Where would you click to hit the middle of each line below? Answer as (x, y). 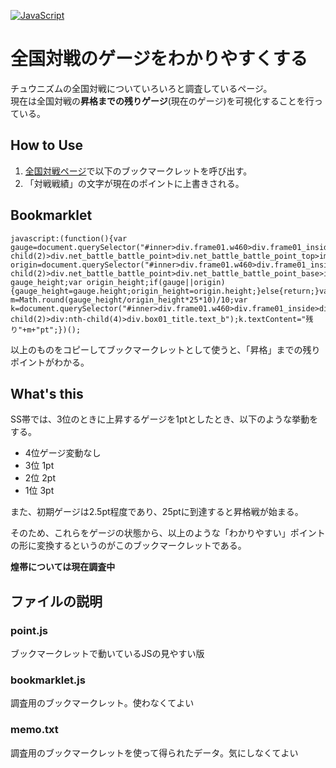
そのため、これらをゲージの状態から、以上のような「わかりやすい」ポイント (168, 533)
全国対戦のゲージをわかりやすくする (159, 59)
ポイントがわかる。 (50, 362)
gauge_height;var (46, 282)
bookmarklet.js (48, 680)
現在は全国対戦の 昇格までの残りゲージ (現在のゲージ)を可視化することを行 (162, 101)
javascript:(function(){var (69, 238)
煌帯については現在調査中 (63, 567)
